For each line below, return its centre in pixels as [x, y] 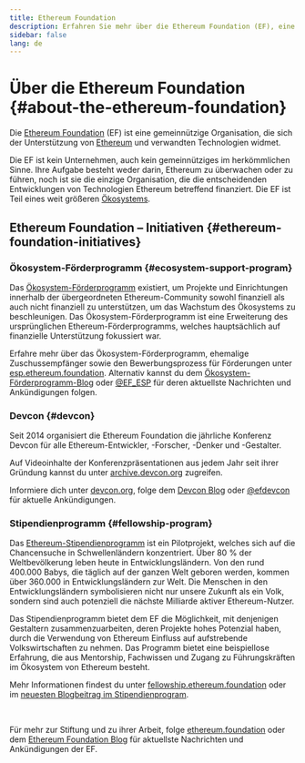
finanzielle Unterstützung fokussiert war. [86, 336]
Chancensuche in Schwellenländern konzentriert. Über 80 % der [131, 553]
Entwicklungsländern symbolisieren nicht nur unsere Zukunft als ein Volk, [147, 592]
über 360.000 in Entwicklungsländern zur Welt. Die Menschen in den [139, 582]
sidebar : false [38, 35]
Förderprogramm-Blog [51, 382]
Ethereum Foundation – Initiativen [107, 227]
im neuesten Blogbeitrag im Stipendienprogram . [99, 695]
